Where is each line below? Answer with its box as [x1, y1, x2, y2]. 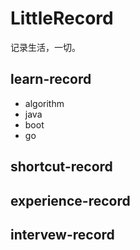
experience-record [10, 192, 131, 209]
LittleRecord [10, 7, 114, 30]
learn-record [10, 71, 92, 88]
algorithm [24, 97, 65, 109]
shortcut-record [10, 158, 113, 176]
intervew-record [10, 226, 115, 243]
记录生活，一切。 [10, 41, 81, 53]
